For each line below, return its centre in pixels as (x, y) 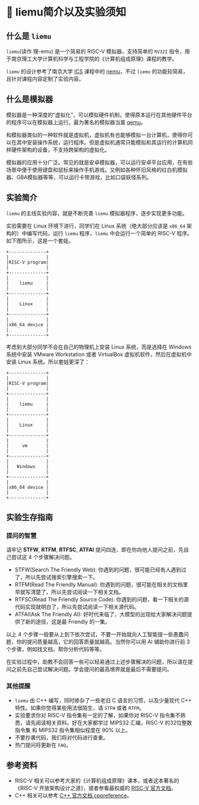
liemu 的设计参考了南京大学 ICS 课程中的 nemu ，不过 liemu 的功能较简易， (97, 71)
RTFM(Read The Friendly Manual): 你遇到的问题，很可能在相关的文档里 (101, 585)
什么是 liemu (29, 36)
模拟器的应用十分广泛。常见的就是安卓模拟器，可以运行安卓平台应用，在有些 (99, 162)
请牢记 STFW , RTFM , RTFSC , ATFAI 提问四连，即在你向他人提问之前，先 (95, 550)
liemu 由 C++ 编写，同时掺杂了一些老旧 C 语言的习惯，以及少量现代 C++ (103, 700)
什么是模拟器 (30, 100)
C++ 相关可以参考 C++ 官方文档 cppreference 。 (73, 795)
